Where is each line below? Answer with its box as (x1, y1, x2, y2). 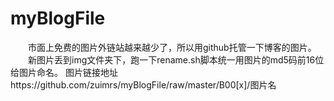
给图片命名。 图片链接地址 (10, 66, 118, 78)
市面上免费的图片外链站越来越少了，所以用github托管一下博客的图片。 (27, 41, 317, 53)
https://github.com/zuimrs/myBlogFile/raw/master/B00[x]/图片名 (10, 78, 277, 91)
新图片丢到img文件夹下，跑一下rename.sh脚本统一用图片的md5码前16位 (27, 53, 325, 66)
